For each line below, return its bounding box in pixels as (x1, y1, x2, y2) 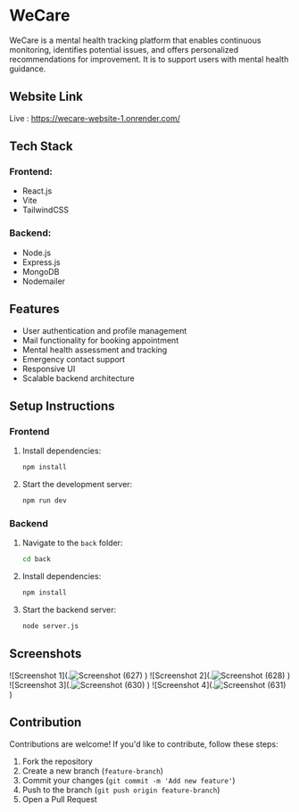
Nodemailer (21, 276, 65, 286)
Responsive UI (21, 363, 76, 374)
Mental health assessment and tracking (21, 344, 168, 355)
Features (9, 302, 60, 317)
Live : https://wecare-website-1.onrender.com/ (9, 112, 181, 123)
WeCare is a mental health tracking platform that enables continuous (9, 35, 262, 46)
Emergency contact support (21, 353, 126, 364)
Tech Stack (9, 139, 73, 154)
